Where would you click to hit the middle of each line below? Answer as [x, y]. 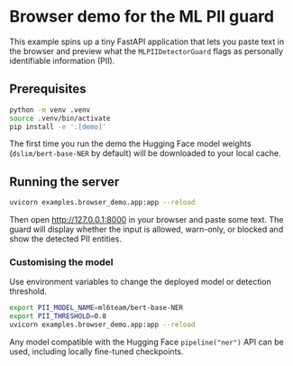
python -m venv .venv [50, 110]
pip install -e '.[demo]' [58, 127]
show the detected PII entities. [65, 239]
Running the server [64, 182]
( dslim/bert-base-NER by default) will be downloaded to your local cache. [145, 153]
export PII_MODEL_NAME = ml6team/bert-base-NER [96, 308]
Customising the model [61, 261]
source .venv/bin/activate [60, 118]
